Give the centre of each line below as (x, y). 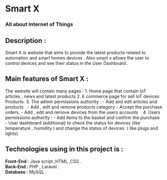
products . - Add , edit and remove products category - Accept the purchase (84, 107)
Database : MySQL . (26, 172)
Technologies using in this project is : (64, 149)
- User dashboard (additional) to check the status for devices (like (73, 122)
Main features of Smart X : (47, 79)
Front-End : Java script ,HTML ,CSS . (43, 161)
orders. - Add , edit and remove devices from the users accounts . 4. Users (83, 112)
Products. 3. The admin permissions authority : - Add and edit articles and (81, 101)
